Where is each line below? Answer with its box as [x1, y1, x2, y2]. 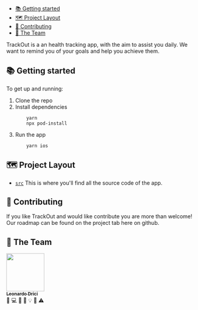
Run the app [15, 131, 46, 138]
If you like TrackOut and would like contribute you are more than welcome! [6, 213, 193, 220]
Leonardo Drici [6, 291, 38, 297]
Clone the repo [15, 97, 53, 104]
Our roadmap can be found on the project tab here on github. [6, 219, 160, 227]
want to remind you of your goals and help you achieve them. [6, 47, 160, 55]
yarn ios [26, 142, 49, 149]
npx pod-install [26, 120, 67, 126]
